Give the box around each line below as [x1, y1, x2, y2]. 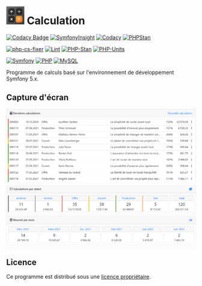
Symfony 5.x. [6, 75, 39, 82]
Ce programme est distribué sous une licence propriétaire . [6, 273, 151, 281]
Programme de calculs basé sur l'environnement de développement [6, 68, 174, 76]
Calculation [26, 14, 85, 28]
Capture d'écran [6, 93, 69, 103]
